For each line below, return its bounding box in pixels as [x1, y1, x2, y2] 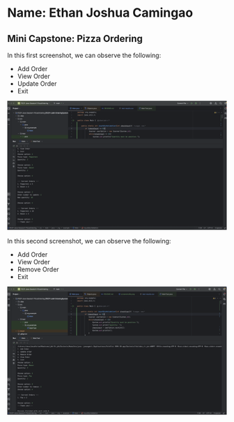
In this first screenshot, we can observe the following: [7, 51, 162, 59]
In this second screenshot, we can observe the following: [7, 237, 171, 246]
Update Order [17, 80, 57, 88]
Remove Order [17, 265, 59, 273]
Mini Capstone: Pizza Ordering [7, 33, 143, 45]
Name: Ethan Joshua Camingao [7, 5, 194, 21]
